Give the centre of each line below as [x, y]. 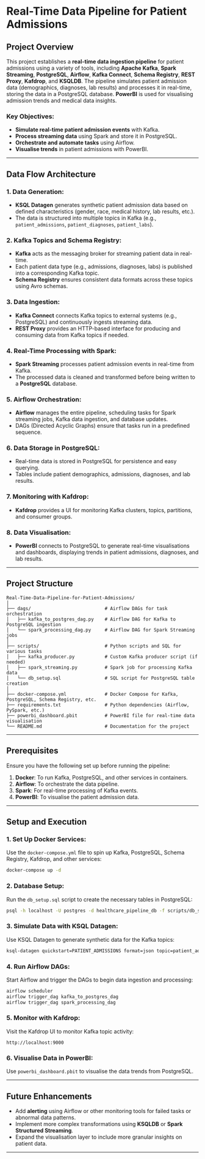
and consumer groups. [44, 516]
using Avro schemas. [41, 286]
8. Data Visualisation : [39, 532]
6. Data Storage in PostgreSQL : [53, 448]
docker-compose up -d [34, 870]
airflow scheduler [30, 991]
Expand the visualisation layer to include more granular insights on [99, 1137]
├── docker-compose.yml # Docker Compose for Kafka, [92, 694]
